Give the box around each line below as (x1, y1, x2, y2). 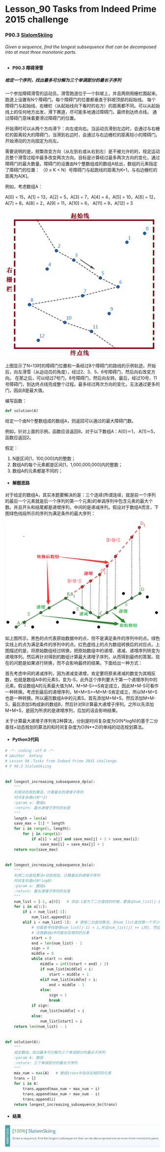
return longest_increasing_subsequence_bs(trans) (14, 1102, 118, 1107)
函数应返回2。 (5, 434, 34, 440)
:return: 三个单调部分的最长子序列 (14, 1060, 78, 1065)
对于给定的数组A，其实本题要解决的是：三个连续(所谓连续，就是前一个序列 (5, 492, 156, 498)
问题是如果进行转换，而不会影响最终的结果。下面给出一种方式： (13, 660, 143, 666)
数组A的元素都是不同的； (12, 468, 63, 474)
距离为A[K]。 (5, 173, 32, 179)
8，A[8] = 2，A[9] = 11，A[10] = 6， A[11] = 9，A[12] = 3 (19, 200, 134, 206)
